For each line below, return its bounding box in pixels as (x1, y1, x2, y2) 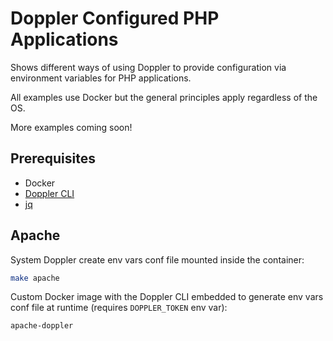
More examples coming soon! (10, 121, 133, 133)
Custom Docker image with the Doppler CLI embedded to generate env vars (10, 291, 324, 303)
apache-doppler (10, 321, 74, 331)
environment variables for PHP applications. (10, 72, 192, 84)
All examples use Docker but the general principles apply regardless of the (10, 91, 318, 103)
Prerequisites (10, 150, 96, 167)
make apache (10, 273, 60, 283)
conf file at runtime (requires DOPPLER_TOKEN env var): (10, 302, 228, 314)
